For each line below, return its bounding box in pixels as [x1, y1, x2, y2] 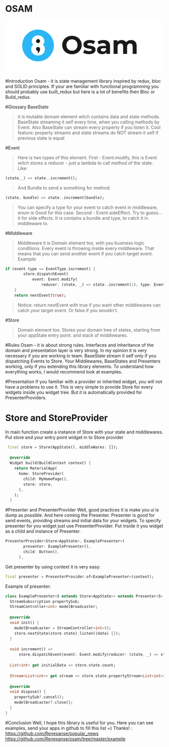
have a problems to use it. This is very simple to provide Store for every [5, 384, 153, 390]
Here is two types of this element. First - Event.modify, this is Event [17, 154, 157, 160]
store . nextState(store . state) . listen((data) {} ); [14, 631, 121, 636]
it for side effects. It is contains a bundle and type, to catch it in [17, 215, 148, 221]
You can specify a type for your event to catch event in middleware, [17, 204, 158, 210]
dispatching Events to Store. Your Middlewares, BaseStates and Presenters [5, 358, 161, 364]
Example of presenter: [5, 583, 51, 589]
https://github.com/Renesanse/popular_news [5, 730, 99, 736]
